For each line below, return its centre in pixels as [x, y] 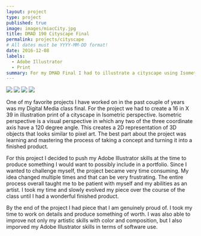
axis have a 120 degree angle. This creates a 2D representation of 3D [92, 128]
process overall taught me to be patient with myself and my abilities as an [97, 183]
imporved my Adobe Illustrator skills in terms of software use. [82, 227]
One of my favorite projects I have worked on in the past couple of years [95, 102]
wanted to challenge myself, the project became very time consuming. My [98, 171]
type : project [24, 17]
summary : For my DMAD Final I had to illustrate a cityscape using [92, 73]
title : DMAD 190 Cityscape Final [48, 34]
